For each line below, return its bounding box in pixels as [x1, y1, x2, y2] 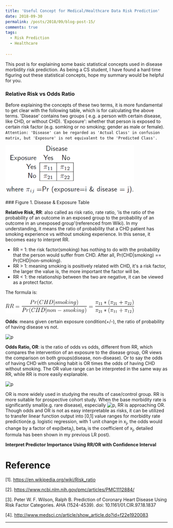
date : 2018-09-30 [5, 13, 43, 19]
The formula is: [5, 289, 38, 296]
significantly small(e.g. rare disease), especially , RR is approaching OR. [5, 402, 166, 408]
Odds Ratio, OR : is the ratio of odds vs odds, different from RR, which [5, 343, 153, 350]
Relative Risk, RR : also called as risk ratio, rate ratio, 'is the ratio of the [5, 209, 154, 215]
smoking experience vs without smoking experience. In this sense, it [5, 231, 150, 238]
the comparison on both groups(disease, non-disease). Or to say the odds [5, 355, 163, 361]
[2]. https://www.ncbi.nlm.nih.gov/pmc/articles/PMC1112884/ [5, 486, 135, 493]
